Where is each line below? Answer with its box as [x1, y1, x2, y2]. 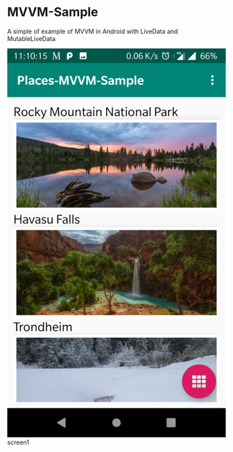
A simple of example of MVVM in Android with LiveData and [7, 27, 178, 35]
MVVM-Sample [7, 4, 98, 20]
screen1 [7, 438, 30, 446]
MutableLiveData [7, 34, 56, 42]
